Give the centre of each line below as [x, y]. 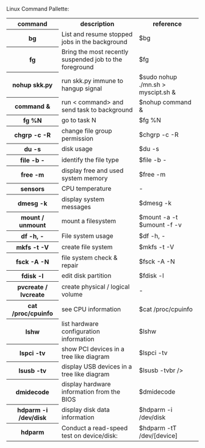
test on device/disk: [89, 435]
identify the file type [90, 160]
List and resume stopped [97, 34]
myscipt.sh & [157, 92]
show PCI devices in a [93, 349]
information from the [91, 392]
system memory [85, 178]
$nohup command [165, 102]
